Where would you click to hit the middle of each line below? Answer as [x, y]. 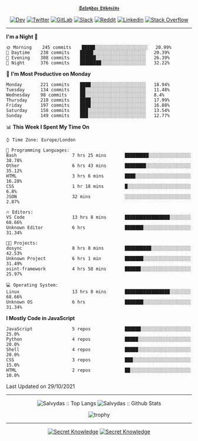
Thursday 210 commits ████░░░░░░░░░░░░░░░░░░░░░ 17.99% [88, 100]
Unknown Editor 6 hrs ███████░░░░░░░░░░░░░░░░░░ [99, 228]
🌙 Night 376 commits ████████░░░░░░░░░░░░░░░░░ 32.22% [88, 63]
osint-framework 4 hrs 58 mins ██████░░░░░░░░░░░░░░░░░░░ [99, 269]
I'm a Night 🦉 [22, 37]
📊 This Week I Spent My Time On [48, 127]
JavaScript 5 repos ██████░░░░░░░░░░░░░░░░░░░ [99, 329]
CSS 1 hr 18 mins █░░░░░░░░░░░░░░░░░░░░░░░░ [99, 186]
